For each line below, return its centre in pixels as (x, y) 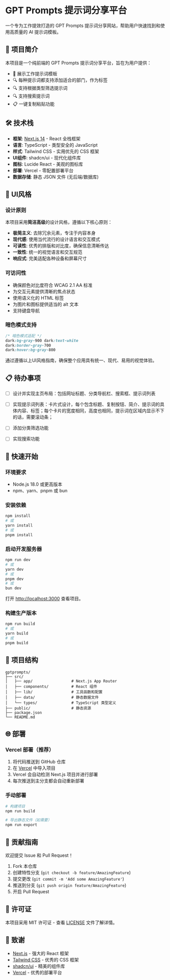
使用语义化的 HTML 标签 (38, 298)
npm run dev (18, 560)
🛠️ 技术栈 (20, 123)
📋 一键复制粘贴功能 (34, 104)
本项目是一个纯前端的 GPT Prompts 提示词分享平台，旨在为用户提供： (78, 63)
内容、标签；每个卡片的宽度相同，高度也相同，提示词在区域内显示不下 (91, 411)
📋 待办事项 (23, 378)
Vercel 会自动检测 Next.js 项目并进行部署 (55, 775)
